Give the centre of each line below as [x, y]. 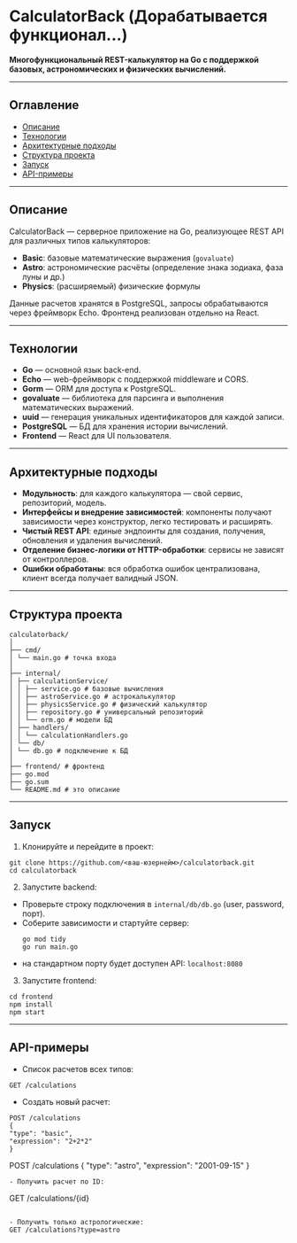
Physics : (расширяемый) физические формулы [111, 286]
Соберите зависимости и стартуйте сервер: [106, 922]
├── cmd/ [25, 650]
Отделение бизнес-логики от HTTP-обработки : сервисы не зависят [153, 550]
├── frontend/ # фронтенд [57, 766]
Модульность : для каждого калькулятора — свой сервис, [132, 493]
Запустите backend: [59, 887]
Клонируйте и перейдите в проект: [88, 846]
